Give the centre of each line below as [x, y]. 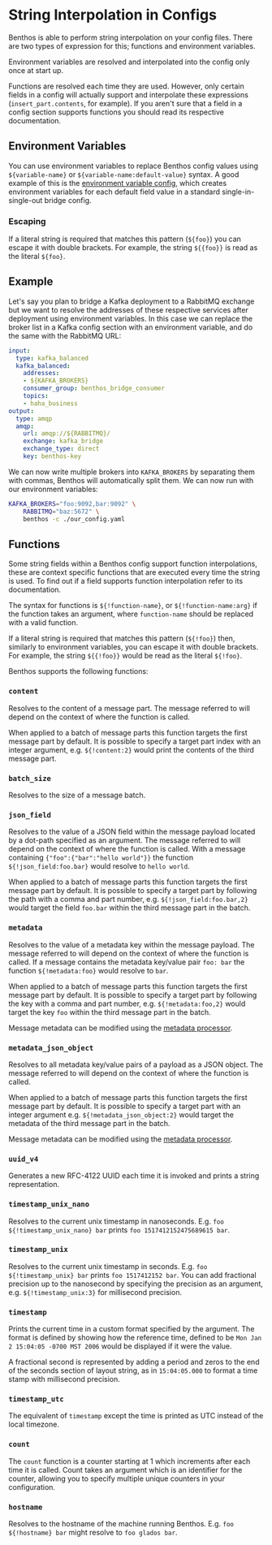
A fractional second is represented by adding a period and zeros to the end [134, 1362]
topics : [36, 396]
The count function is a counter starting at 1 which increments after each [130, 1461]
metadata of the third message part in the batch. [89, 1123]
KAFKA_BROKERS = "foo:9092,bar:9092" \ [72, 504]
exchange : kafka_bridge [63, 441]
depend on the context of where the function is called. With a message [127, 849]
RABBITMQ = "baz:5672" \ [61, 511]
